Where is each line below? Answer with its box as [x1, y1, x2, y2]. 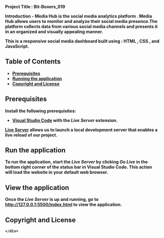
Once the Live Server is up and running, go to [5, 197, 99, 202]
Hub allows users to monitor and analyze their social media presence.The [5, 19, 158, 24]
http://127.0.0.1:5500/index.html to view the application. [5, 201, 122, 208]
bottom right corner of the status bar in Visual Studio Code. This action [5, 164, 153, 170]
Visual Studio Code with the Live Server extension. [12, 117, 118, 123]
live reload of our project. [5, 132, 58, 138]
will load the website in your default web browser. [5, 169, 109, 175]
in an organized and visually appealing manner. [5, 29, 103, 35]
